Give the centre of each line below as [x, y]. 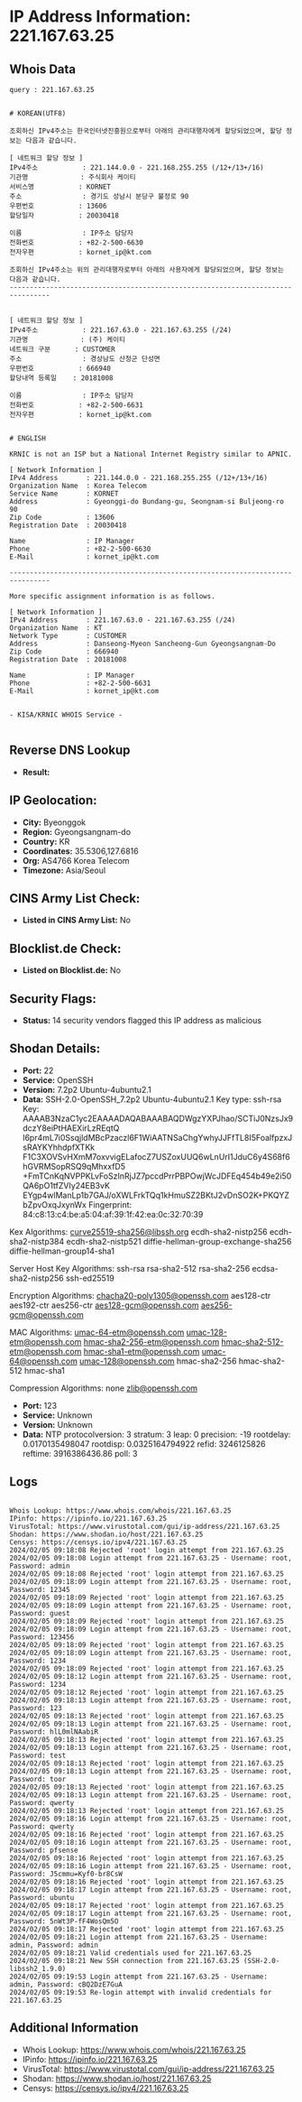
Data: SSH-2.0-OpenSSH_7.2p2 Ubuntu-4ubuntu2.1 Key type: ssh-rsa [152, 1099]
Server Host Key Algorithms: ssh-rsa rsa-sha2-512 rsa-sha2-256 [130, 1268]
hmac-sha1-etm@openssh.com [142, 1351]
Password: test [38, 1755]
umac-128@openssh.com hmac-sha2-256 [158, 1361]
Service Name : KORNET [64, 494]
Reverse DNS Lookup [70, 750]
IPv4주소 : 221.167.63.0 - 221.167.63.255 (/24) [121, 330]
